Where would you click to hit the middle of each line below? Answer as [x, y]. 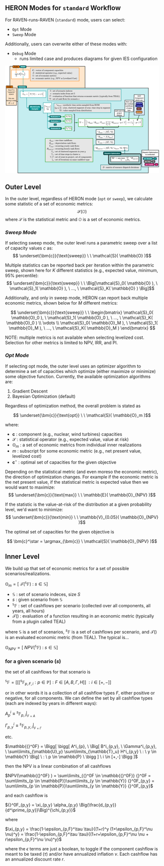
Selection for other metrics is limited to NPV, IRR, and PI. [61, 343]
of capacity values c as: [29, 248]
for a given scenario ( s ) [33, 661]
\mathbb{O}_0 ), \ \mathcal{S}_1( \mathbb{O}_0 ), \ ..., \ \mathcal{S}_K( [82, 318]
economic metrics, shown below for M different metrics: [61, 303]
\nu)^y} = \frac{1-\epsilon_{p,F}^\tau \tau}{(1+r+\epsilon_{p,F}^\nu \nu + [77, 834]
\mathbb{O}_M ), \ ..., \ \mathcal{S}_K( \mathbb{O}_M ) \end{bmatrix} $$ [82, 328]
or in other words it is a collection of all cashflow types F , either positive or [80, 693]
